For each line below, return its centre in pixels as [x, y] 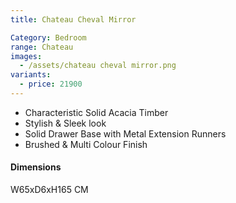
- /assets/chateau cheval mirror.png [98, 66]
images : [26, 56]
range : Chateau [42, 47]
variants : [31, 75]
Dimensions [36, 167]
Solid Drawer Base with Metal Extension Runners [125, 133]
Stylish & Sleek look [65, 123]
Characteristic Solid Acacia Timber [96, 112]
